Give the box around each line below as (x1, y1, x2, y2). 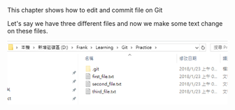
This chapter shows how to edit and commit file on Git (7, 6, 163, 14)
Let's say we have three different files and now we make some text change (7, 19, 223, 27)
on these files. (7, 27, 48, 35)
